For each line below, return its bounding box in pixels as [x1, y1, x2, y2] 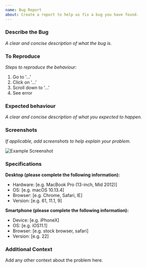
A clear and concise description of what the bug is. [5, 40, 112, 46]
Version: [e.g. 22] [12, 233, 49, 239]
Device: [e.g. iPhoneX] [12, 217, 60, 223]
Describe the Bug [5, 29, 49, 36]
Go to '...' [12, 74, 31, 80]
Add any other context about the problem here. [5, 257, 104, 263]
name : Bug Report [5, 7, 42, 13]
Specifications [5, 160, 42, 167]
